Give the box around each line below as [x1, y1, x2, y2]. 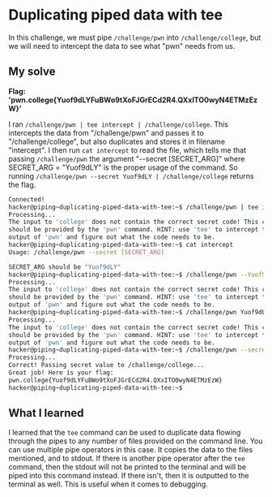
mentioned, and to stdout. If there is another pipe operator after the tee [8, 453, 245, 464]
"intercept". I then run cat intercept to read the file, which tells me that [8, 145, 247, 155]
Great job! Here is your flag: [8, 369, 114, 377]
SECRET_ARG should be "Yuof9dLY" [8, 262, 121, 271]
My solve [8, 65, 56, 79]
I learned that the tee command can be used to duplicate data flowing [8, 428, 241, 438]
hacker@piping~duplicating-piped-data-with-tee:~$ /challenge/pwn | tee [8, 203, 259, 211]
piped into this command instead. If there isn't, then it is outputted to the [8, 471, 249, 481]
